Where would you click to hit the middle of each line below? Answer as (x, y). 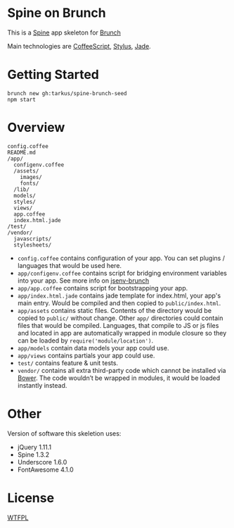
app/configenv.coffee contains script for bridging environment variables (122, 273)
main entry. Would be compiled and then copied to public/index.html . (119, 303)
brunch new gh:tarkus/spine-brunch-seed (67, 93)
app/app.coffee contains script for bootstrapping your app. (103, 288)
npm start (22, 99)
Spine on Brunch (57, 13)
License (31, 498)
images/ (31, 177)
